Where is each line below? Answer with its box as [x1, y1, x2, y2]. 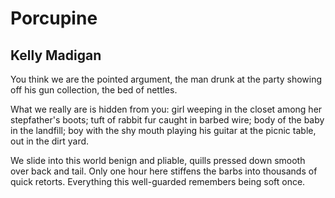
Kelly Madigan [10, 47, 102, 64]
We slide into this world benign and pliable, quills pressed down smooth [10, 155, 306, 166]
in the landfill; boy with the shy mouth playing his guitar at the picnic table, [10, 125, 317, 136]
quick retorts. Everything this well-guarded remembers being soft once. [10, 176, 306, 187]
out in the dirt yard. [10, 135, 90, 147]
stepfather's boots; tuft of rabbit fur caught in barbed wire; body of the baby [10, 114, 325, 126]
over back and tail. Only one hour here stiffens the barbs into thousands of [10, 165, 318, 177]
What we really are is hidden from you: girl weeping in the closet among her [10, 103, 323, 115]
